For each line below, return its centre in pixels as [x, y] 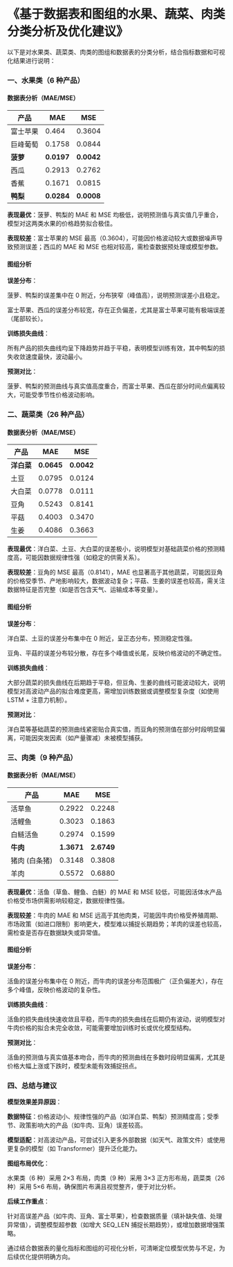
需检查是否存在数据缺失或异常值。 [56, 933]
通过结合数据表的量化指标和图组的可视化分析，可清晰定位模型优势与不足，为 [116, 1248]
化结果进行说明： [31, 60]
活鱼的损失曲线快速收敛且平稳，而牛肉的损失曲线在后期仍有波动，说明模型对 [116, 1019]
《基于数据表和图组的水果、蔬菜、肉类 [116, 14]
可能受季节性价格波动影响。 [58, 395]
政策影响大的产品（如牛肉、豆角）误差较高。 [83, 1125]
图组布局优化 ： [28, 1163]
